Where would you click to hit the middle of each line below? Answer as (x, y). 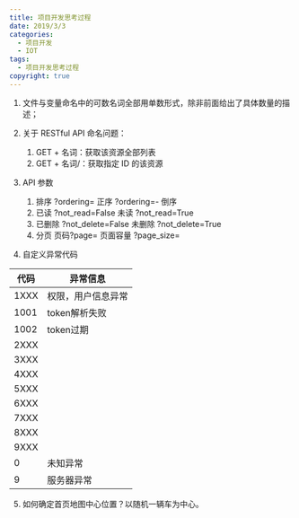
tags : (19, 59)
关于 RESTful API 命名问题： (75, 133)
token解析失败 (77, 312)
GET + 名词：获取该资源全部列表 (96, 152)
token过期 (68, 329)
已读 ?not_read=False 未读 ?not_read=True (115, 213)
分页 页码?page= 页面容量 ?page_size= (108, 235)
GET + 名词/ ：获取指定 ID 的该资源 (99, 163)
